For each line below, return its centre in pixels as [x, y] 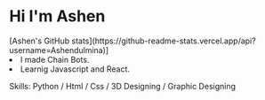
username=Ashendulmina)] [59, 50]
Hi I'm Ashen [57, 16]
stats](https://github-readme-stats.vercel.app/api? [164, 41]
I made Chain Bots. [55, 59]
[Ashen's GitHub [40, 41]
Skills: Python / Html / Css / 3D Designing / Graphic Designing [123, 86]
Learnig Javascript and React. [76, 69]
